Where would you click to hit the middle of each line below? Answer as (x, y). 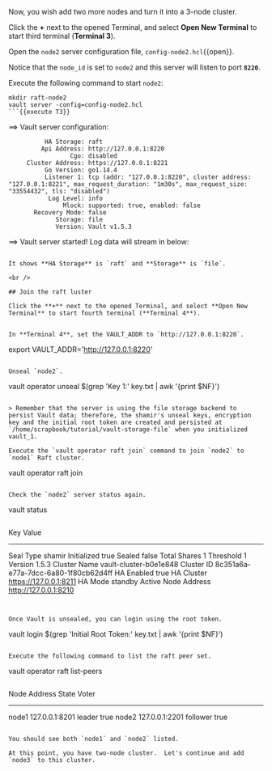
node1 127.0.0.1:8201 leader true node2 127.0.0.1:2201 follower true (118, 717)
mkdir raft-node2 (38, 98)
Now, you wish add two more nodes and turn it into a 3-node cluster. (123, 12)
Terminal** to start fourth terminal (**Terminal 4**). (104, 313)
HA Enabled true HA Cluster (161, 573)
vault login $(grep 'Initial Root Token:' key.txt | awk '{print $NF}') (116, 634)
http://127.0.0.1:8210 (41, 590)
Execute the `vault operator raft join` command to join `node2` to (126, 451)
